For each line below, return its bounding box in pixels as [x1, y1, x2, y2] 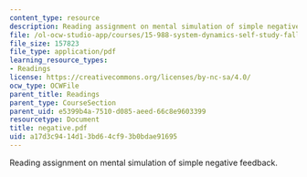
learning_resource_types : [9, 56, 108, 65]
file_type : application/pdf [9, 47, 117, 57]
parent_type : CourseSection [9, 98, 117, 108]
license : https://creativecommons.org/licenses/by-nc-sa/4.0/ [9, 73, 251, 82]
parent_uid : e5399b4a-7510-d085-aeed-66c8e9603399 [9, 107, 206, 116]
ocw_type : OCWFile [9, 81, 79, 90]
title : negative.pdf [9, 124, 89, 133]
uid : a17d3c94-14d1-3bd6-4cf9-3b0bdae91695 [9, 132, 178, 141]
